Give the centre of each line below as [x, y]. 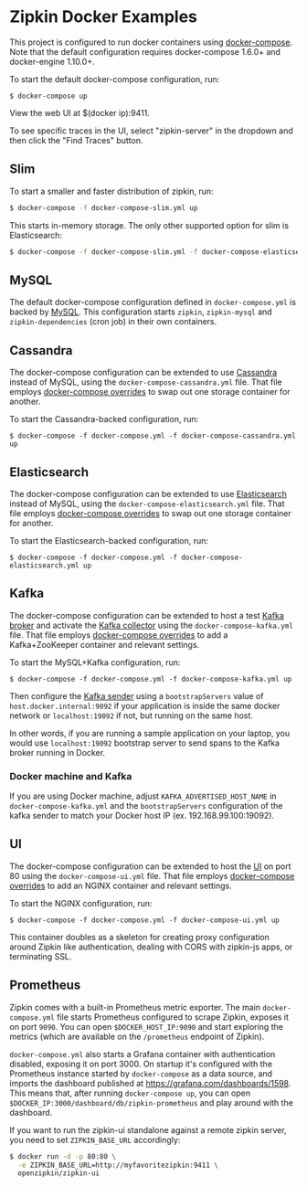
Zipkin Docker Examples [104, 17]
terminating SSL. [41, 956]
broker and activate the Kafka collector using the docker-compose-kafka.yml [152, 625]
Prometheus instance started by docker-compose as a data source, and [141, 1073]
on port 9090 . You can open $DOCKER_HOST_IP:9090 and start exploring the [146, 1026]
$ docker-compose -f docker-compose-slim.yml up [104, 207]
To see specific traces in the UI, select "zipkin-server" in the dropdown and [152, 131]
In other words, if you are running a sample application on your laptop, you [150, 733]
